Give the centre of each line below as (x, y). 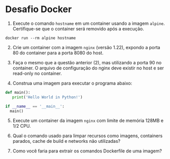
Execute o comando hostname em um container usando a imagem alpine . (89, 23)
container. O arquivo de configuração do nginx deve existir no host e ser (88, 68)
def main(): (18, 92)
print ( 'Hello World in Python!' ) (47, 97)
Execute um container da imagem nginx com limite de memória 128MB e (88, 121)
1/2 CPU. (22, 126)
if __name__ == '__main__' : (35, 106)
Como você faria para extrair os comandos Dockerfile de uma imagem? (87, 151)
